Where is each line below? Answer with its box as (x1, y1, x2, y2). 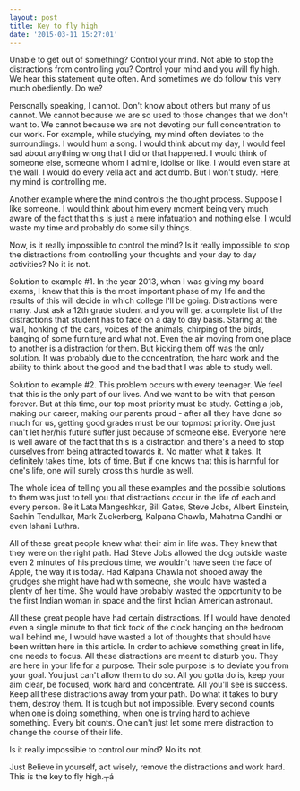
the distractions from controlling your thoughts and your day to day (9, 249, 257, 260)
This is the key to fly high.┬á (9, 771, 115, 782)
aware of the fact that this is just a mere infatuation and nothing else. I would (9, 213, 292, 224)
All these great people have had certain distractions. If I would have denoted (9, 613, 291, 623)
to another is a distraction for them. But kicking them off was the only (9, 343, 265, 354)
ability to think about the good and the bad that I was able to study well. (9, 362, 273, 373)
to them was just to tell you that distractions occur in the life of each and (9, 492, 276, 503)
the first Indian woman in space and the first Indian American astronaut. (9, 595, 274, 606)
